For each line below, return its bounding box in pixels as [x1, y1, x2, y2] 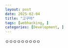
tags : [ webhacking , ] [5, 20, 49, 25]
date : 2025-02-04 [5, 12, 40, 16]
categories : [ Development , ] [5, 25, 64, 30]
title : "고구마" [5, 16, 35, 21]
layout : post [5, 7, 32, 12]
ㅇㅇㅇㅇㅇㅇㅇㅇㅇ [5, 39, 40, 45]
